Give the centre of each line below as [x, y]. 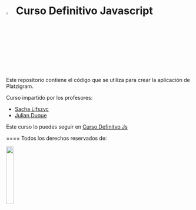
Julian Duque [31, 115]
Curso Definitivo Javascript [84, 11]
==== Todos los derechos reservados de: [57, 138]
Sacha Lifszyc [31, 109]
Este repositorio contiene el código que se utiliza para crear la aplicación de [98, 80]
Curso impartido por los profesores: [49, 97]
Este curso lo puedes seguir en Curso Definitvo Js [67, 127]
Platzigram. [20, 86]
